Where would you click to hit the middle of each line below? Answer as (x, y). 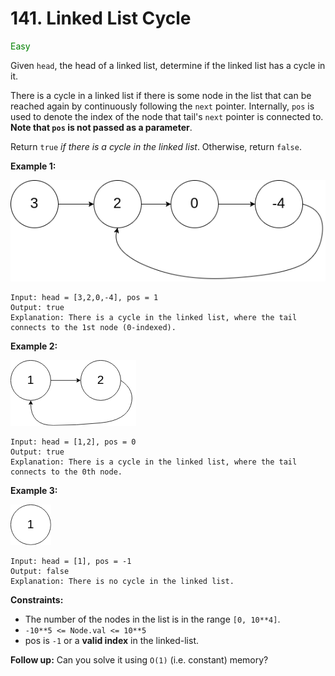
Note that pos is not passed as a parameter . (101, 127)
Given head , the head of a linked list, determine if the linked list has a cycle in (168, 65)
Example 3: (34, 491)
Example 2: (34, 346)
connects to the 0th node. (66, 472)
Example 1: (33, 166)
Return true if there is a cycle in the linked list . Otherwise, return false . (156, 146)
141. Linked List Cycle (101, 18)
